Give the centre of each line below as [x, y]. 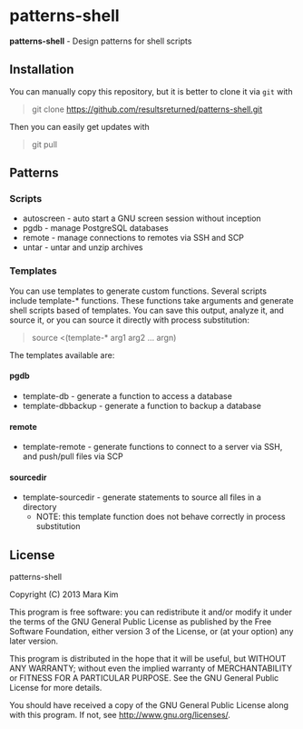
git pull [44, 144]
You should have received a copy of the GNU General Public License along [149, 705]
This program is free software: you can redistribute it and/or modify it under [151, 612]
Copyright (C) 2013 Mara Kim [64, 594]
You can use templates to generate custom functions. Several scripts [138, 291]
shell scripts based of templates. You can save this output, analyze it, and [147, 310]
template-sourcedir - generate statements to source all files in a [142, 497]
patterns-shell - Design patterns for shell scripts [101, 41]
